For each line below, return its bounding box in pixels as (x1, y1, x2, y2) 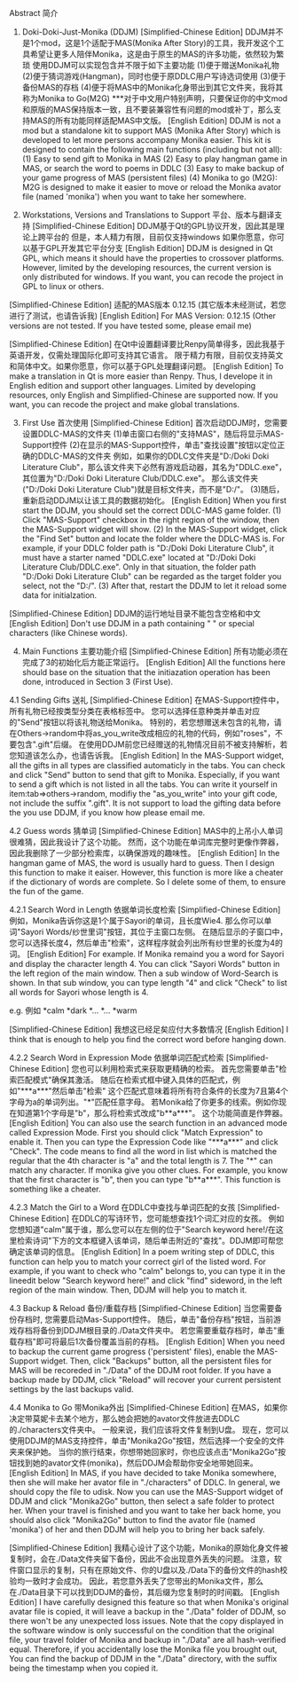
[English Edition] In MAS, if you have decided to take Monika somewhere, (9, 1467, 277, 1478)
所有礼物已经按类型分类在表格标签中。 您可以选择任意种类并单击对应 (9, 706, 260, 716)
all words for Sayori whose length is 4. (9, 987, 149, 997)
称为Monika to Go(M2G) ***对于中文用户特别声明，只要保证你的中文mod (21, 93, 288, 104)
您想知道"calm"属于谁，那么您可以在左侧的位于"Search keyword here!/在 (9, 1224, 277, 1235)
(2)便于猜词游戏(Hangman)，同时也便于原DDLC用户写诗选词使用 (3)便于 (21, 71, 286, 82)
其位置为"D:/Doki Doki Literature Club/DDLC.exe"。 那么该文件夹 (21, 473, 259, 483)
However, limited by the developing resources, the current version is (21, 263, 272, 272)
